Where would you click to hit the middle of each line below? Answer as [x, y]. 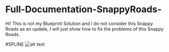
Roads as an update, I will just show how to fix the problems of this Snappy [85, 29]
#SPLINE [15, 44]
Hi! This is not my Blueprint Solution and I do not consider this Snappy [79, 23]
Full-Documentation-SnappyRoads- [83, 9]
